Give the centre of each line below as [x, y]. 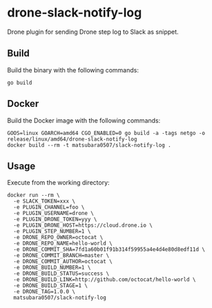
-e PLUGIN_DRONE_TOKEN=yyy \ [55, 219]
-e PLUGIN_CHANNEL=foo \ [49, 207]
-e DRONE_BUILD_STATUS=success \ [61, 274]
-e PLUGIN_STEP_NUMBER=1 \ [52, 232]
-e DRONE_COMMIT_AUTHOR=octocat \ [63, 262]
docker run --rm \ [33, 195]
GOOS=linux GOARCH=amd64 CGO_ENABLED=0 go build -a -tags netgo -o [106, 133]
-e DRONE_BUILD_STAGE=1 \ [51, 286]
